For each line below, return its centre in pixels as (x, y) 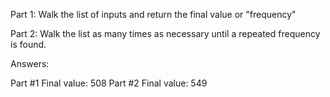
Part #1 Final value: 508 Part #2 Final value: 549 (109, 83)
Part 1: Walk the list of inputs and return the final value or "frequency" (153, 14)
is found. (28, 44)
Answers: (30, 63)
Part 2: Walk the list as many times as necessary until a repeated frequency (165, 33)
